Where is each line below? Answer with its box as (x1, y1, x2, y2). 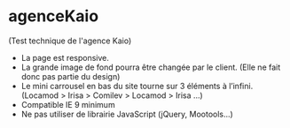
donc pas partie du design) (20, 71, 121, 81)
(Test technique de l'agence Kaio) (8, 35, 132, 46)
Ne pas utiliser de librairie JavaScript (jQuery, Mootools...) (20, 109, 234, 119)
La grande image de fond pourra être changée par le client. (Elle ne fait (20, 62, 281, 72)
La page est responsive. (20, 52, 110, 63)
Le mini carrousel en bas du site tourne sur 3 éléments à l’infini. (20, 80, 254, 91)
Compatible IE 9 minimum (20, 99, 116, 109)
